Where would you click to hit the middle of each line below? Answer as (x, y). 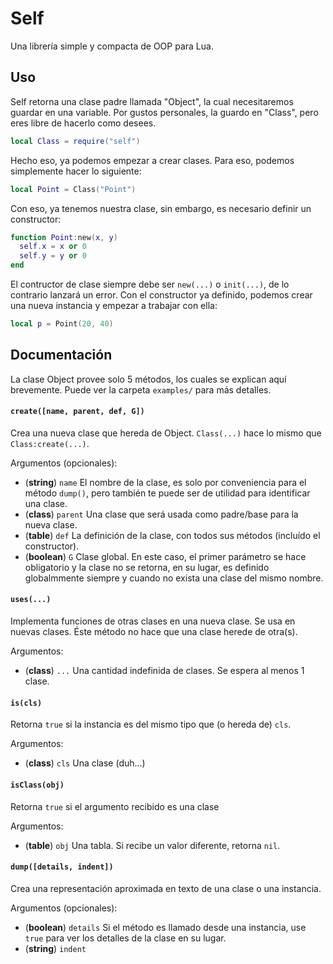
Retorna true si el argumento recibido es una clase (115, 806)
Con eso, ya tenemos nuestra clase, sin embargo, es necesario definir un (161, 208)
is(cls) (26, 703)
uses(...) (31, 600)
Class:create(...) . (50, 443)
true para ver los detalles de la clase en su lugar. (125, 938)
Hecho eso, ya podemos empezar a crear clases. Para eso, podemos (152, 160)
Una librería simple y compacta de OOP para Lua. (112, 46)
